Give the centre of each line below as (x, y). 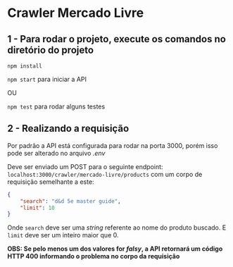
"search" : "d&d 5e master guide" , (70, 201)
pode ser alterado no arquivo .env (56, 153)
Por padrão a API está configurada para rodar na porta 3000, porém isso (113, 145)
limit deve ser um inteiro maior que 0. (63, 235)
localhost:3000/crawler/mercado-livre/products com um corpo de (105, 174)
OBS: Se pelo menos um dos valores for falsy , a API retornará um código (115, 249)
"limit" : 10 (37, 208)
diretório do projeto (50, 50)
